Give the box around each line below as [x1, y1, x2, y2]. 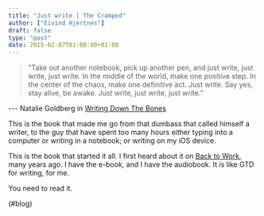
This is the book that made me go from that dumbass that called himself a [8, 119, 250, 129]
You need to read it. [8, 183, 73, 193]
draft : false [8, 26, 52, 34]
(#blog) [8, 199, 33, 209]
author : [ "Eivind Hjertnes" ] [8, 19, 105, 27]
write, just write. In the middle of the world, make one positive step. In [27, 71, 257, 81]
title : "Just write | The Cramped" [8, 11, 126, 20]
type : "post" [8, 33, 52, 42]
